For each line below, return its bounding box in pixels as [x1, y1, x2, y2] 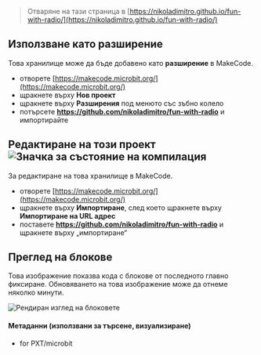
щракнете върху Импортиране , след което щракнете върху [19, 203, 222, 212]
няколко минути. [8, 288, 64, 297]
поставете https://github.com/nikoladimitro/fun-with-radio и [19, 219, 224, 229]
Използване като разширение [8, 38, 163, 51]
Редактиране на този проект [8, 138, 157, 151]
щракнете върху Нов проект [19, 90, 116, 100]
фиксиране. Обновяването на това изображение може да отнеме [8, 280, 229, 289]
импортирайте [19, 115, 69, 125]
